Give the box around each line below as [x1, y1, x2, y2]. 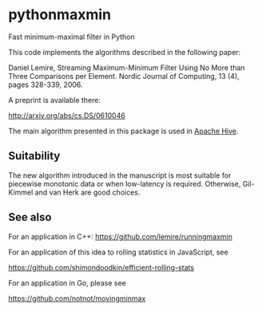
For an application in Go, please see [8, 278, 126, 288]
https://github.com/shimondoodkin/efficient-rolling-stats [8, 262, 194, 272]
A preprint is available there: [8, 95, 101, 104]
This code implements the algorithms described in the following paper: [8, 47, 241, 57]
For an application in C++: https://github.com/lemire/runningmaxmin [8, 231, 233, 241]
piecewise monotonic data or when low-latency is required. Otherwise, [8, 179, 241, 188]
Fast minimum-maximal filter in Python [8, 32, 135, 41]
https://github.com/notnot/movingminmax [8, 293, 146, 303]
